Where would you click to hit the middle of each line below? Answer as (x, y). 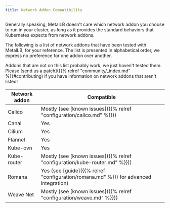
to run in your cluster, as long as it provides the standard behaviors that (79, 30)
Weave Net (21, 194)
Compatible (102, 97)
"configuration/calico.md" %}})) (79, 115)
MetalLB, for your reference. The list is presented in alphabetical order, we (83, 50)
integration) (55, 183)
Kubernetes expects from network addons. (50, 35)
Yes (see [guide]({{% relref (73, 171)
